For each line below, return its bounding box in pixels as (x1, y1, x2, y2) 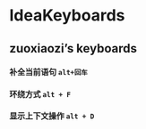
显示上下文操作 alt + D (9, 110, 95, 121)
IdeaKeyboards (9, 5, 125, 26)
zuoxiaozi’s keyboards (9, 41, 137, 56)
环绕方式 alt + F (9, 88, 72, 99)
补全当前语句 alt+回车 (9, 67, 88, 77)
